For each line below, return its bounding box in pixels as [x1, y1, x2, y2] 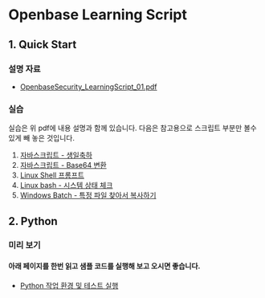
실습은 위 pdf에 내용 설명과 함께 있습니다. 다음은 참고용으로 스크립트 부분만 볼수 [8, 123, 257, 133]
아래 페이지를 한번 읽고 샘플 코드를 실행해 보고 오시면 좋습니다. [8, 261, 201, 271]
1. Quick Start [8, 38, 77, 51]
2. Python [8, 214, 58, 228]
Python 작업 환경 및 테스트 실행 [19, 280, 119, 290]
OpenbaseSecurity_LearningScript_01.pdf [19, 82, 157, 92]
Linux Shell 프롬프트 [19, 170, 84, 180]
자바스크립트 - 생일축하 [19, 150, 92, 160]
